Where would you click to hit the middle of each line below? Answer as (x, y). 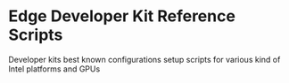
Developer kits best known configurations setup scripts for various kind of (144, 59)
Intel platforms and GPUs (54, 69)
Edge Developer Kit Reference (122, 16)
